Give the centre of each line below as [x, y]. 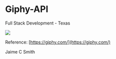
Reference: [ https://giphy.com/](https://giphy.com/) [58, 42]
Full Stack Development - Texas [38, 23]
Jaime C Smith [20, 51]
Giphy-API [27, 9]
